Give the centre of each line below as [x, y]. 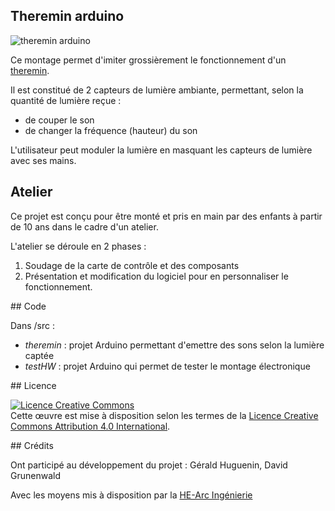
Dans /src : [33, 325]
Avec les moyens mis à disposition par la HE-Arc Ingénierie [131, 495]
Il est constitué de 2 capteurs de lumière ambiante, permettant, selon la [157, 90]
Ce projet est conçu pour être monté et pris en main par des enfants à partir [166, 216]
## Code [28, 306]
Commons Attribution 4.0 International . [90, 426]
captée [39, 355]
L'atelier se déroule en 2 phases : [78, 246]
